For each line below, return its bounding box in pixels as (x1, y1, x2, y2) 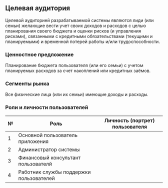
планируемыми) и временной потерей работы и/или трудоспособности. (5, 38, 160, 44)
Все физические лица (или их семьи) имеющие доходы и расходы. (5, 91, 148, 97)
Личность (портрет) (104, 117, 155, 124)
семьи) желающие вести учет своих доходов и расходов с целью (5, 22, 146, 28)
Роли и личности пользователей (5, 104, 88, 111)
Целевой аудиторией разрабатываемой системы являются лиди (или (5, 17, 154, 23)
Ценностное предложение (5, 51, 74, 58)
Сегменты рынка (5, 80, 49, 87)
